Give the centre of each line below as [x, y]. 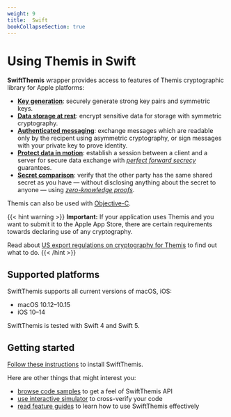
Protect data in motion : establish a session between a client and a [112, 153]
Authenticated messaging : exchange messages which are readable [115, 131]
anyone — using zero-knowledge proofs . [76, 190]
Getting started [41, 348]
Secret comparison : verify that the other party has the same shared [115, 175]
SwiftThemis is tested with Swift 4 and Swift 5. [74, 326]
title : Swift [28, 20]
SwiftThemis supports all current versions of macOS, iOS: [90, 291]
